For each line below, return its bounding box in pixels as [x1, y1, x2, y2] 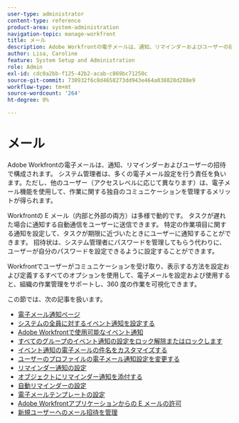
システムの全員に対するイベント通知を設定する [17, 318, 155, 328]
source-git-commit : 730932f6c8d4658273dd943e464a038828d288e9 [7, 76, 196, 84]
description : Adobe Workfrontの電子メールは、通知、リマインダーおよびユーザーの [7, 43, 229, 51]
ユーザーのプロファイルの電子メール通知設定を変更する [17, 354, 180, 363]
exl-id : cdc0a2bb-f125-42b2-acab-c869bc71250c [7, 70, 148, 77]
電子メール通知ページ [17, 310, 80, 318]
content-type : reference [7, 17, 81, 24]
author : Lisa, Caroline [7, 51, 78, 58]
